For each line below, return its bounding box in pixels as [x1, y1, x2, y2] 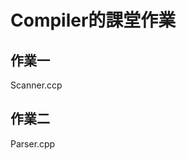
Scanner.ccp [10, 79, 63, 91]
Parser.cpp [10, 137, 56, 150]
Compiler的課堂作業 [10, 9, 177, 32]
